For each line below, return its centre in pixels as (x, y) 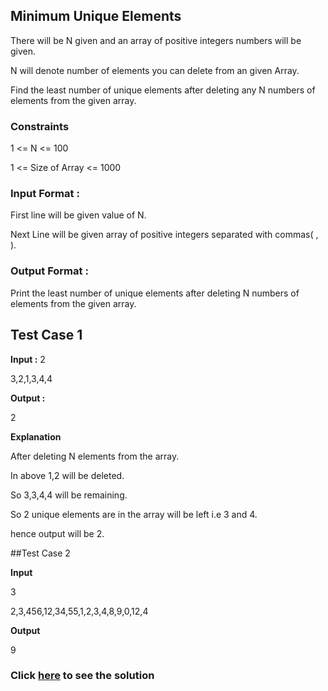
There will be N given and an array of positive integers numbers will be (156, 40)
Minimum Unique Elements (96, 16)
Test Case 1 (46, 335)
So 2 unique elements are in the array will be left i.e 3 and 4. (134, 514)
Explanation (36, 436)
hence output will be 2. (57, 533)
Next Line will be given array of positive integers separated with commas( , (164, 235)
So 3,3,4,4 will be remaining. (69, 495)
